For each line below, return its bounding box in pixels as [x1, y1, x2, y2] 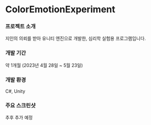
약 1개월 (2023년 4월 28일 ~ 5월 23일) [5, 62, 83, 68]
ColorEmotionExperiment [5, 4, 116, 15]
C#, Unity [5, 88, 26, 94]
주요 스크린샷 [5, 102, 36, 109]
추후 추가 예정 [5, 114, 33, 121]
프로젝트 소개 [5, 23, 36, 30]
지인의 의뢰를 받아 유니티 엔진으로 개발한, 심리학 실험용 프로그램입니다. [5, 35, 146, 41]
